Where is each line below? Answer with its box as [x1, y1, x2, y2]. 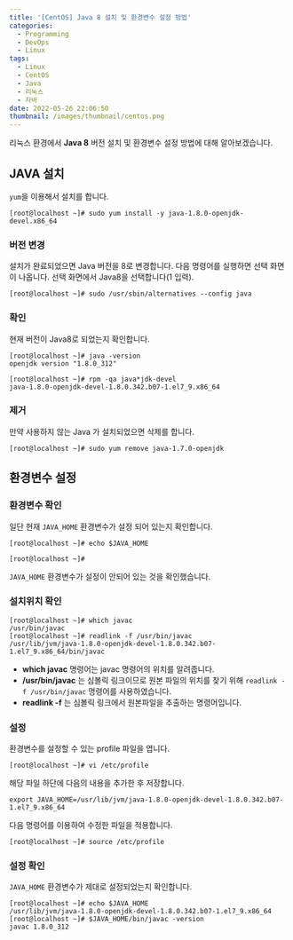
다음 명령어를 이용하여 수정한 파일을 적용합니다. [9, 820, 173, 831]
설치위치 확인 [9, 596, 62, 608]
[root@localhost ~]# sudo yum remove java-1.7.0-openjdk [9, 444, 225, 453]
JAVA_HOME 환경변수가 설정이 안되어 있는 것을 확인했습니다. [9, 571, 211, 581]
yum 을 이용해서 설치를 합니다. [9, 191, 109, 201]
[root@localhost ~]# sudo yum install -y [9, 209, 165, 217]
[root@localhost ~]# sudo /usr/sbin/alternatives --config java [9, 289, 252, 298]
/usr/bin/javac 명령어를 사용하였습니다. [30, 685, 171, 697]
